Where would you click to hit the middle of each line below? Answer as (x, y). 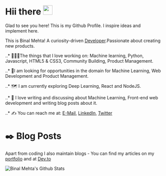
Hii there (23, 12)
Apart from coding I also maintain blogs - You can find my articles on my (80, 153)
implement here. (22, 31)
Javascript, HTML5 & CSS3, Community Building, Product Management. (79, 61)
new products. (20, 46)
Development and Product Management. (47, 76)
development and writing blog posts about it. (51, 103)
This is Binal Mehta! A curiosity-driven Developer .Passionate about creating (83, 41)
